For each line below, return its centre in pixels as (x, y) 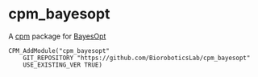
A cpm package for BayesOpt (57, 36)
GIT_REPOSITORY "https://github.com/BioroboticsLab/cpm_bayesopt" (137, 58)
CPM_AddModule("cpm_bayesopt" (59, 51)
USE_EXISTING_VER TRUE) (63, 65)
